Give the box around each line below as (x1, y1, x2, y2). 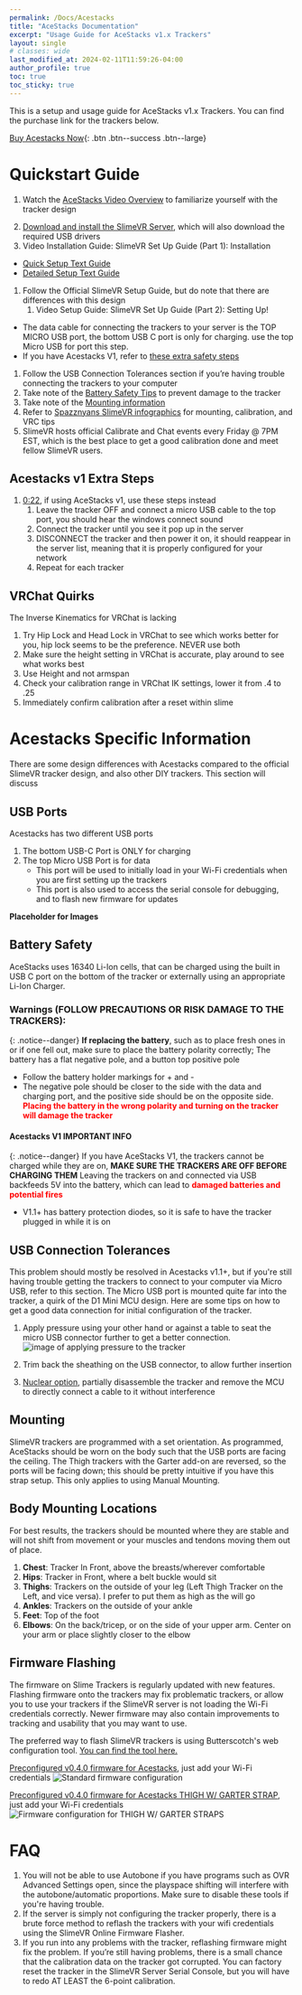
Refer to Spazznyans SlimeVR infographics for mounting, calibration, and (22, 406, 293, 417)
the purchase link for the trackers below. (9, 115, 160, 126)
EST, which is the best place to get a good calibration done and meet (22, 435, 279, 446)
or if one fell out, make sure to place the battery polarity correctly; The (9, 1045, 271, 1056)
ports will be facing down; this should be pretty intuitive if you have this (9, 1465, 275, 1476)
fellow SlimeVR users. (22, 445, 104, 456)
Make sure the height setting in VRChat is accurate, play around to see (22, 649, 285, 660)
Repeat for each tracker (35, 562, 124, 573)
